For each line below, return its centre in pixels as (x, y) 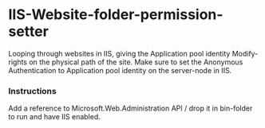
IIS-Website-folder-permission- (116, 15)
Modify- (245, 53)
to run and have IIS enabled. (55, 117)
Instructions (33, 91)
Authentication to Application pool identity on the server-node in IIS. (120, 70)
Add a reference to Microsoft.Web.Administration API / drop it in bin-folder (131, 108)
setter (29, 31)
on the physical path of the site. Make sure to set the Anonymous (136, 62)
